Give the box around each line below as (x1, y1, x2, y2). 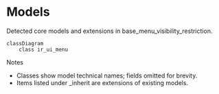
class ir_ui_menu (19, 46, 69, 53)
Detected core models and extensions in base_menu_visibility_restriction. (6, 27, 213, 35)
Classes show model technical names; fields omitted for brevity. (16, 71, 198, 80)
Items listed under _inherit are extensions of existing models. (16, 78, 189, 86)
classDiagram (6, 40, 44, 47)
